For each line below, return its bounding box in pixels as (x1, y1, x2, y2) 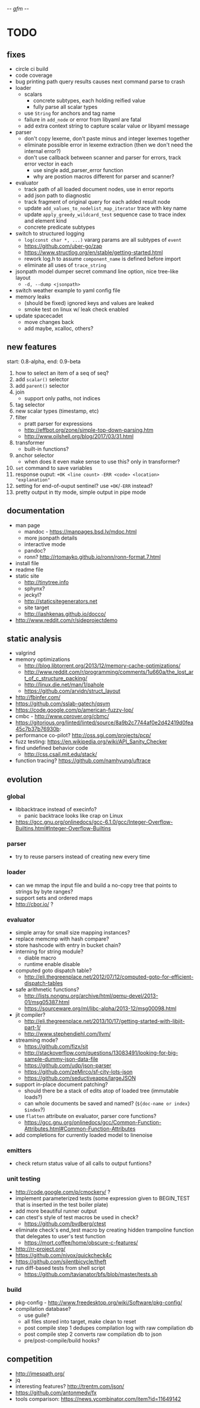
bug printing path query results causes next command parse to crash (15, 78, 185, 85)
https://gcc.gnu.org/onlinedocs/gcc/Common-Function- (24, 1119, 162, 1126)
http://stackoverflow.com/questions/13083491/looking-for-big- (24, 1049, 179, 1057)
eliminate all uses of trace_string (24, 261, 107, 269)
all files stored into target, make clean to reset (24, 1317, 136, 1325)
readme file (15, 566, 44, 573)
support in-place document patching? (15, 1081, 109, 1088)
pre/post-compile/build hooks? (24, 1337, 100, 1344)
